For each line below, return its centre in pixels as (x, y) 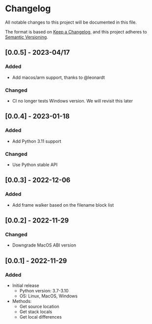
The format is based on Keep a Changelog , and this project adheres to (76, 32)
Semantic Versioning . (26, 37)
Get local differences (41, 317)
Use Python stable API (35, 164)
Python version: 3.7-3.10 (44, 290)
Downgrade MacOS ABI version (44, 245)
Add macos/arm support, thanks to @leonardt (59, 77)
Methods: (22, 301)
